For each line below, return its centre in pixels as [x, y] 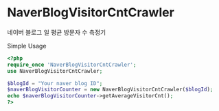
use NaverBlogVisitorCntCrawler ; [55, 71]
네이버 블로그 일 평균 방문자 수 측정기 [57, 32]
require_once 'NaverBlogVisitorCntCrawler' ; [72, 65]
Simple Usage [27, 46]
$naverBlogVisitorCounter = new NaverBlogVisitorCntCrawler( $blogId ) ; [110, 90]
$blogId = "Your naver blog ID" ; [55, 83]
